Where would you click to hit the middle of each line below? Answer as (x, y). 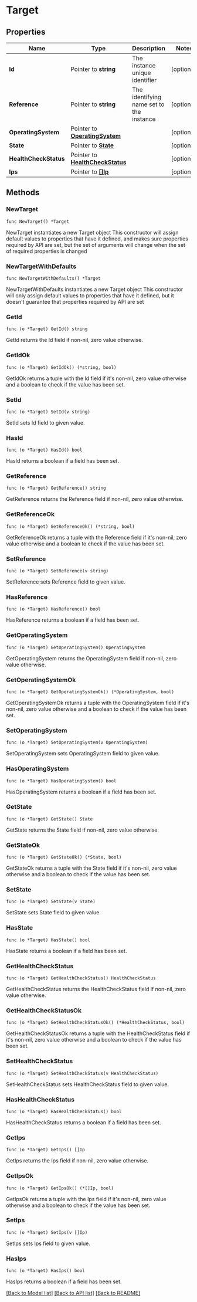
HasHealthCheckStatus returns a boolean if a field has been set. (84, 1122)
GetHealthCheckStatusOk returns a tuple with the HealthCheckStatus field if (98, 1033)
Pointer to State (92, 145)
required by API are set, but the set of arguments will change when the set (96, 245)
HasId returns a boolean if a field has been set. (62, 461)
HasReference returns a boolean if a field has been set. (73, 620)
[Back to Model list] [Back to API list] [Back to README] (73, 1293)
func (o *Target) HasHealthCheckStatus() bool (64, 1111)
